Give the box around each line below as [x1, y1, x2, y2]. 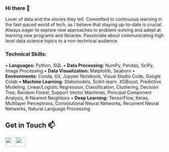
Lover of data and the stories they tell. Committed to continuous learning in [5, 16, 162, 22]
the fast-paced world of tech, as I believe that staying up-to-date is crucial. [5, 21, 163, 28]
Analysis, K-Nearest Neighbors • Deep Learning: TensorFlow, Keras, [5, 94, 149, 101]
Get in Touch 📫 [5, 121, 55, 130]
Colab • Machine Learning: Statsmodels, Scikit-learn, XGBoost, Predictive [5, 79, 161, 85]
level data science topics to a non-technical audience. [5, 38, 119, 44]
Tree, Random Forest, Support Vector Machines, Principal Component [5, 89, 152, 95]
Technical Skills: [5, 50, 47, 58]
